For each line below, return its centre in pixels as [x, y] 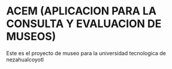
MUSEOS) [31, 37]
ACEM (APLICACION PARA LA [82, 11]
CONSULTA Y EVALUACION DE [84, 24]
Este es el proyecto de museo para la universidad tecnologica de [86, 53]
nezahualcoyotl [25, 59]
